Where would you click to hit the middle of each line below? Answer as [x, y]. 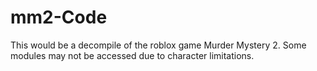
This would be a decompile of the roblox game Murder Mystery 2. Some [158, 45]
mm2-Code [59, 17]
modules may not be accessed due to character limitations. [132, 55]
